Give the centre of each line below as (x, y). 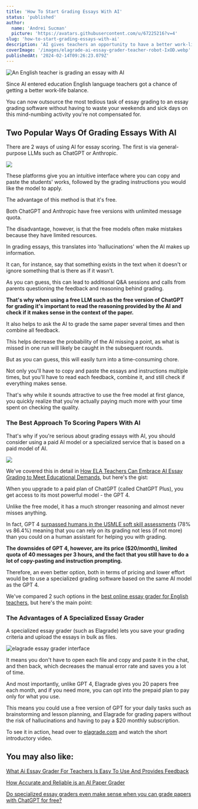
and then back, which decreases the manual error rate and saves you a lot (96, 666)
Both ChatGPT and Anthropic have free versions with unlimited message (94, 211)
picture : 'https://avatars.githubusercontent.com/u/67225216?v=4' (95, 34)
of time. (15, 672)
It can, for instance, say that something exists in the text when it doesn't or (97, 264)
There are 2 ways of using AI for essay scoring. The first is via (82, 147)
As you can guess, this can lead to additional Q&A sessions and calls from (96, 282)
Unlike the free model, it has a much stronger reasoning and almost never (95, 506)
